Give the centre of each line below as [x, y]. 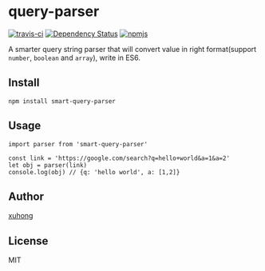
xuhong [21, 216]
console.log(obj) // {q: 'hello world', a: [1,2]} [94, 172]
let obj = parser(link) [48, 165]
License [28, 241]
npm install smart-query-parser [62, 101]
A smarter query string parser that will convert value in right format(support [132, 49]
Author [26, 196]
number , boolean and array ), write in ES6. [75, 58]
